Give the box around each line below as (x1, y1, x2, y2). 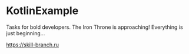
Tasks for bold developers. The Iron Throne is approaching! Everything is (6, 23, 184, 31)
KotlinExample (6, 4, 79, 18)
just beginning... (6, 29, 45, 36)
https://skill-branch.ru (6, 41, 59, 48)
